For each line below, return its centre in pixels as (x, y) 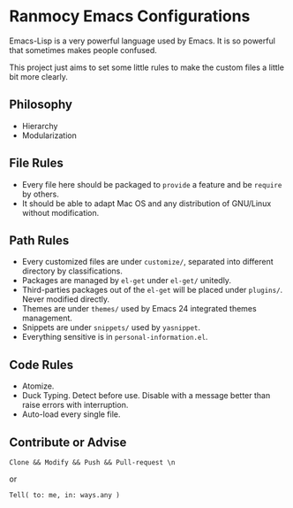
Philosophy (41, 105)
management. (47, 318)
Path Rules (39, 240)
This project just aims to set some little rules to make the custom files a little (147, 67)
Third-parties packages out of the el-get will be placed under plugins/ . (152, 290)
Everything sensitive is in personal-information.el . (115, 337)
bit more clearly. (39, 76)
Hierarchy (40, 126)
